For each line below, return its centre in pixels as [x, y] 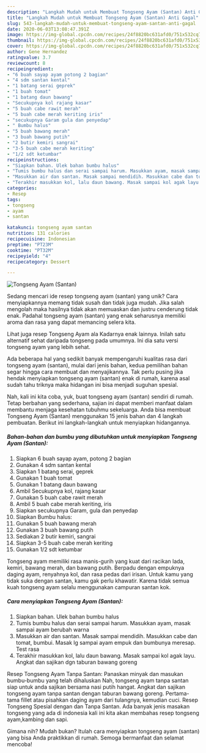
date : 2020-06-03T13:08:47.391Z [48, 29]
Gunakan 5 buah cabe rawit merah [59, 498]
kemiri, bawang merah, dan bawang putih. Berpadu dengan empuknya [96, 568]
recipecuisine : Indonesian [41, 239]
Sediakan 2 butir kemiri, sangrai [56, 537]
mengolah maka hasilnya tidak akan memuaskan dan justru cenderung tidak [102, 309]
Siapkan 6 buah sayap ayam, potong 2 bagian [73, 458]
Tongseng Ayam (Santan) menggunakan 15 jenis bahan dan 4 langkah [95, 416]
